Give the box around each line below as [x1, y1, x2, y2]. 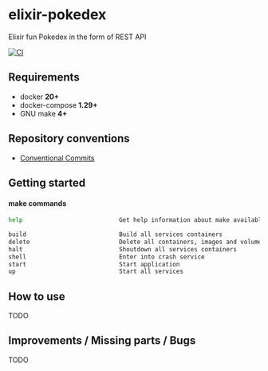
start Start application [8, 260, 180, 268]
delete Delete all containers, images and [8, 238, 238, 246]
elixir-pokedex [8, 6, 107, 24]
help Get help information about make [8, 216, 230, 224]
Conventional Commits [19, 153, 95, 163]
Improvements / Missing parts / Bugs [8, 334, 196, 348]
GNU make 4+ [19, 109, 68, 118]
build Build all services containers [8, 231, 223, 239]
